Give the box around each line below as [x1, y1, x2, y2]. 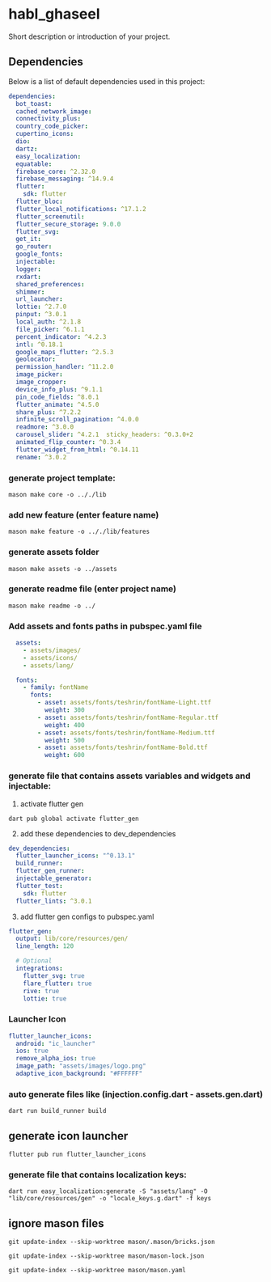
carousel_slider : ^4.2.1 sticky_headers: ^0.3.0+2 [15, 430, 194, 439]
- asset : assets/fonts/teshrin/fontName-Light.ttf [37, 699, 212, 707]
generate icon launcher [8, 1129, 129, 1143]
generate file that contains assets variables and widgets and [8, 770, 251, 781]
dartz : [15, 145, 38, 153]
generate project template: [8, 472, 116, 484]
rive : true [23, 987, 60, 995]
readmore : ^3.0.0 [15, 423, 74, 431]
